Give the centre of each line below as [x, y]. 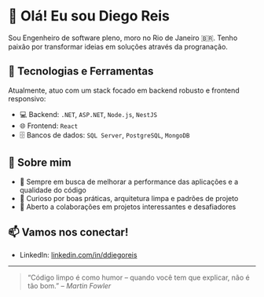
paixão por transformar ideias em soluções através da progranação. [118, 46]
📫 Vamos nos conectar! [68, 232]
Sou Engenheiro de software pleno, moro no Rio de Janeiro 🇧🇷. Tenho [123, 38]
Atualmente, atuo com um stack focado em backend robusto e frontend [124, 90]
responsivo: [27, 98]
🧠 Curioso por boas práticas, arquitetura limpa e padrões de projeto [129, 198]
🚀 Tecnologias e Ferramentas [81, 71]
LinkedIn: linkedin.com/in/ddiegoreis [78, 255]
